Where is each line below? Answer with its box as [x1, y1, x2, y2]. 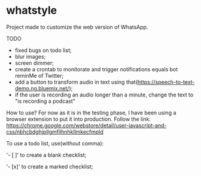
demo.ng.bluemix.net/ [14, 84, 69, 92]
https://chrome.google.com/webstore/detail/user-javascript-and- [6, 122, 167, 129]
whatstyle [6, 4, 57, 17]
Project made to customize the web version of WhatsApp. [6, 23, 148, 31]
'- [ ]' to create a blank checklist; [6, 151, 87, 159]
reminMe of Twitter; [14, 72, 64, 79]
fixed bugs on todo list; [14, 46, 72, 54]
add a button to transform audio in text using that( [14, 78, 138, 86]
